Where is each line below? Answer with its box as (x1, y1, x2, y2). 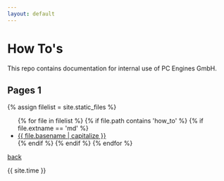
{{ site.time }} (7, 166, 46, 175)
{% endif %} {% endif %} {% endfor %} (17, 139, 133, 148)
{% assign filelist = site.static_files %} (7, 103, 117, 111)
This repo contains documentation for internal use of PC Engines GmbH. (7, 64, 217, 73)
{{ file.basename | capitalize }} (17, 132, 106, 140)
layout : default (7, 10, 55, 18)
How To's (7, 40, 63, 56)
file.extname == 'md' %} (17, 124, 89, 132)
